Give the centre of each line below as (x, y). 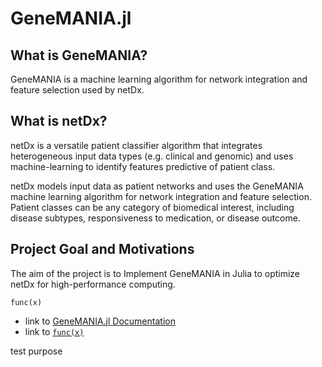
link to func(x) (54, 331)
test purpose (36, 351)
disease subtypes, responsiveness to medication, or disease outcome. (155, 218)
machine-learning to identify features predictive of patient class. (143, 166)
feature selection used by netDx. (77, 90)
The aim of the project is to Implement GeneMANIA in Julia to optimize (155, 273)
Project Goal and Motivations (102, 249)
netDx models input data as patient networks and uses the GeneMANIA (157, 186)
